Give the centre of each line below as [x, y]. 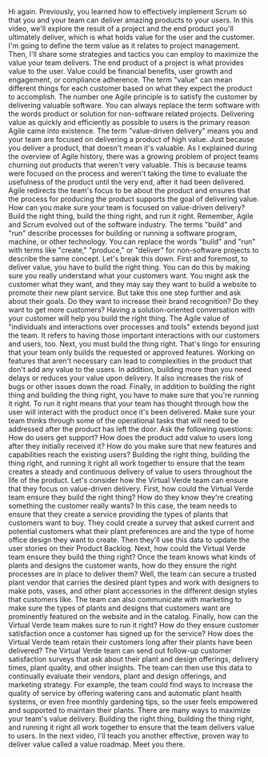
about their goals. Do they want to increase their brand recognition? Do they [133, 301]
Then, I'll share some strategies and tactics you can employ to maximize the [133, 54]
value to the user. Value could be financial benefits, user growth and [121, 71]
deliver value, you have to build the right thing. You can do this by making [129, 267]
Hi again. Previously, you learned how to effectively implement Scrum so [128, 12]
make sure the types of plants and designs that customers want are [119, 608]
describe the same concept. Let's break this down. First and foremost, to [128, 259]
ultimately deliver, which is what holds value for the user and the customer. [132, 37]
